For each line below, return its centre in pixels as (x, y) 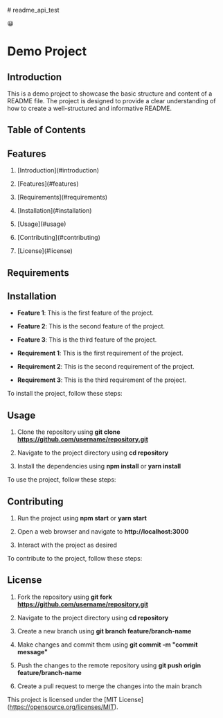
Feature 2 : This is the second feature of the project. (91, 326)
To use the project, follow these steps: (62, 480)
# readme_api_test (34, 10)
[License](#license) (45, 251)
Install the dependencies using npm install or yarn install (99, 466)
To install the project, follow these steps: (65, 394)
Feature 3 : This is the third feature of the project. (87, 340)
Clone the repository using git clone (69, 432)
